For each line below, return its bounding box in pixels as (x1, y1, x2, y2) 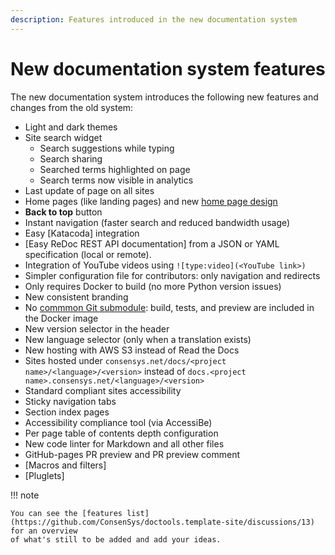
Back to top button (24, 206, 103, 218)
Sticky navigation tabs (24, 395, 117, 407)
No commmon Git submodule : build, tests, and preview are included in (24, 301, 315, 313)
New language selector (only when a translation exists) (24, 333, 252, 345)
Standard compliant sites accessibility (24, 384, 182, 396)
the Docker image (24, 312, 99, 324)
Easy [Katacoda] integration (24, 227, 140, 239)
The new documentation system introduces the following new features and (10, 91, 319, 103)
